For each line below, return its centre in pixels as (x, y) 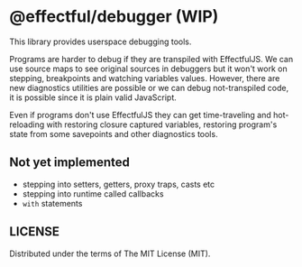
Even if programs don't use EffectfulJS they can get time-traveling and (141, 115)
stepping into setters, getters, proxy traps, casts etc (119, 184)
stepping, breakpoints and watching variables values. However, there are (145, 78)
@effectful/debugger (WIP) (114, 17)
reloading (27, 124)
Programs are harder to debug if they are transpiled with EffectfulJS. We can (151, 59)
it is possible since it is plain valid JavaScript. (93, 97)
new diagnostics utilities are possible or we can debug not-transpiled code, (149, 87)
